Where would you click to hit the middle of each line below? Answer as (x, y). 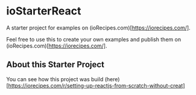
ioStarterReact (44, 11)
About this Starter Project (55, 65)
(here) (112, 79)
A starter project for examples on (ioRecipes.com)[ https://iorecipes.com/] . (99, 28)
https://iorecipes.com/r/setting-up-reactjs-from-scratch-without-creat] (96, 85)
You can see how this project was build (55, 79)
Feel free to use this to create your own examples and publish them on (94, 39)
